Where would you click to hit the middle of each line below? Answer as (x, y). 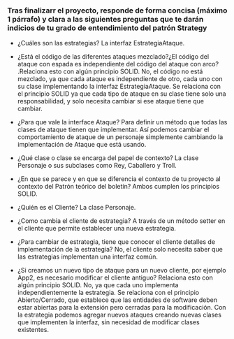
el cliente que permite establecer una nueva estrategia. (97, 229)
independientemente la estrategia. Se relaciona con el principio (108, 293)
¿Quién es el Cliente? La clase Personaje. (76, 208)
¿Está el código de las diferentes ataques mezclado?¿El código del (113, 57)
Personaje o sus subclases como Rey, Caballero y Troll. (97, 166)
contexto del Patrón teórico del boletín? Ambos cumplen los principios (118, 187)
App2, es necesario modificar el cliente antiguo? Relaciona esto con (115, 277)
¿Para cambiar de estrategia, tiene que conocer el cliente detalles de (116, 242)
